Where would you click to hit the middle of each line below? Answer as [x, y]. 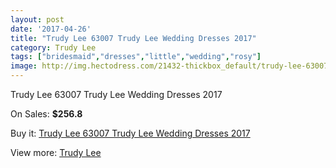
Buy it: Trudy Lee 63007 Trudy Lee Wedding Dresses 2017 [130, 133]
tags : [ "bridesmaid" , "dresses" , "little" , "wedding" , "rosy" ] [136, 57]
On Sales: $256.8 [46, 114]
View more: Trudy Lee [56, 152]
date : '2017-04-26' [51, 29]
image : [24, 66]
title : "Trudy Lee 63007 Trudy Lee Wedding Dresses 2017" [133, 38]
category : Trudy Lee [53, 47]
